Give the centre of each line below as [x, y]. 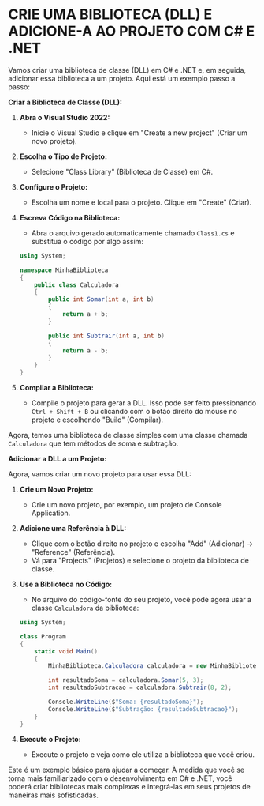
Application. [51, 513]
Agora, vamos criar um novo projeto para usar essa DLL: [100, 474]
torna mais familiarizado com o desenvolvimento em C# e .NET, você [120, 778]
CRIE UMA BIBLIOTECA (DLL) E [110, 15]
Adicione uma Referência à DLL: [73, 529]
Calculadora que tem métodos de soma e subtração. [93, 443]
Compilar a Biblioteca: [57, 388]
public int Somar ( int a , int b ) [101, 299]
